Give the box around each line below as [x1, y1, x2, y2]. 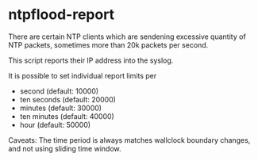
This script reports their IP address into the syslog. [8, 56, 174, 65]
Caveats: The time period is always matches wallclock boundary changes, [8, 135, 251, 144]
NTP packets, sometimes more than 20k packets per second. [8, 40, 209, 49]
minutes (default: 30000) [19, 103, 102, 113]
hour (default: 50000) [19, 120, 91, 129]
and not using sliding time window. [8, 144, 121, 153]
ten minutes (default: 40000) [19, 111, 115, 121]
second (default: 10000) [19, 86, 99, 96]
